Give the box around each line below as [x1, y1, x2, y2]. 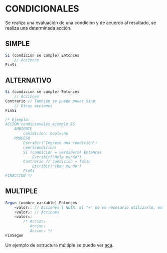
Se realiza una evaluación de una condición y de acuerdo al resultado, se [5, 20, 156, 26]
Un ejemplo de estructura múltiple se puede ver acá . [5, 242, 114, 248]
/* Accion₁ [23, 219, 46, 224]
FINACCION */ [5, 173, 33, 178]
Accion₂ [30, 224, 46, 229]
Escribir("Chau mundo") [32, 164, 82, 169]
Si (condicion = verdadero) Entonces [23, 150, 102, 155]
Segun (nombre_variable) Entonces [5, 200, 78, 205]
